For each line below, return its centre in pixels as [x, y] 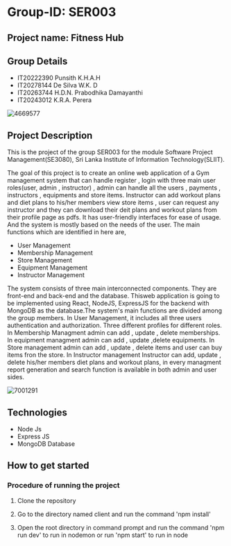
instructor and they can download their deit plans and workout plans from [112, 210]
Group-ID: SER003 [62, 12]
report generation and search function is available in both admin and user [112, 370]
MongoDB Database [46, 444]
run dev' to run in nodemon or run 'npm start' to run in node [103, 535]
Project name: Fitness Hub [66, 38]
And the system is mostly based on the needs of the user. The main [104, 225]
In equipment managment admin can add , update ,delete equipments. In [111, 340]
